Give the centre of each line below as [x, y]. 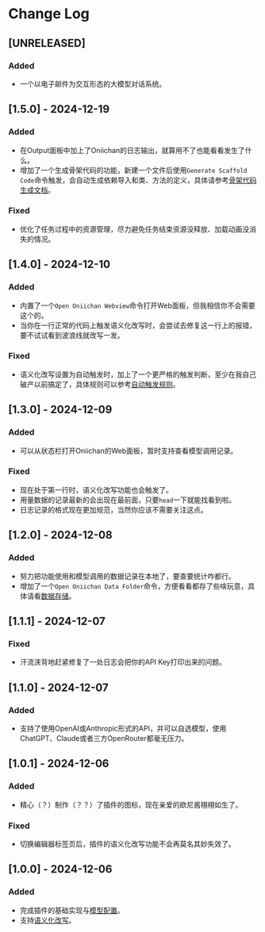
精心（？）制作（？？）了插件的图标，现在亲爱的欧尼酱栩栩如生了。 [131, 804]
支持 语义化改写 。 [48, 920]
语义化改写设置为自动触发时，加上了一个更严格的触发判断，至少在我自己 [138, 374]
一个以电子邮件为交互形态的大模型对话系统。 [93, 83]
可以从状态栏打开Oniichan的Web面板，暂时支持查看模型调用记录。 [129, 451]
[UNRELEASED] [47, 43]
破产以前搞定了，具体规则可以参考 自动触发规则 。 [100, 384]
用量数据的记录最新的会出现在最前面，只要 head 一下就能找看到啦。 [128, 500]
